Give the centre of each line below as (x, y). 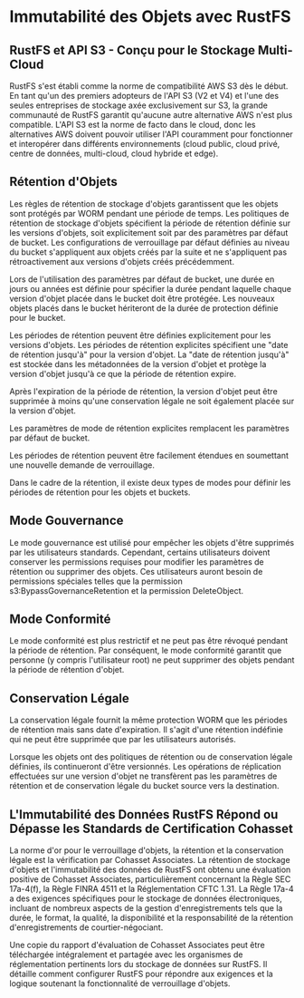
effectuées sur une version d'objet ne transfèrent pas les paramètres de (143, 776)
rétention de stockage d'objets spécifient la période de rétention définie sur (150, 223)
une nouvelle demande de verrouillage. (82, 465)
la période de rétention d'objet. (67, 670)
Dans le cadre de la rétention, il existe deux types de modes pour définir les (150, 482)
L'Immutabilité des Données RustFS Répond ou (144, 814)
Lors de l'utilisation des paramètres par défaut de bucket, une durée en (142, 279)
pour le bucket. (38, 317)
